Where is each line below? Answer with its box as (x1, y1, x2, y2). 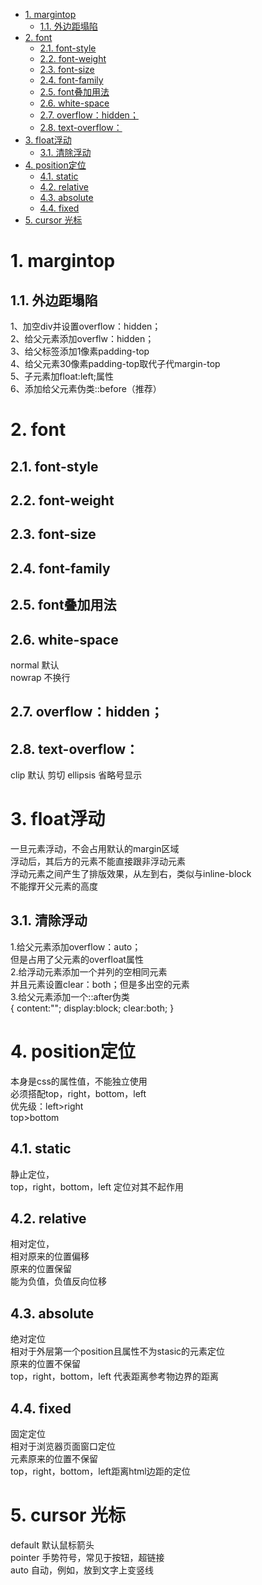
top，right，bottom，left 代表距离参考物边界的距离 (10, 1370, 220, 1383)
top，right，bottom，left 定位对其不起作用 (10, 1180, 185, 1193)
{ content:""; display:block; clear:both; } (10, 1002, 175, 1014)
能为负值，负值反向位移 (10, 1275, 107, 1288)
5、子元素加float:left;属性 (10, 370, 114, 382)
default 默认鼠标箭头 (10, 1539, 95, 1551)
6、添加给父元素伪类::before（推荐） (10, 383, 162, 394)
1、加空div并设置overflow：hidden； (10, 320, 162, 332)
